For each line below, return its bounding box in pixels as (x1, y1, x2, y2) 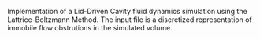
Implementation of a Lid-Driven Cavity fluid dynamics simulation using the (7, 7, 247, 16)
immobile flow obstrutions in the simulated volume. (7, 23, 173, 32)
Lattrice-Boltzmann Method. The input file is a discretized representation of (7, 15, 253, 24)
